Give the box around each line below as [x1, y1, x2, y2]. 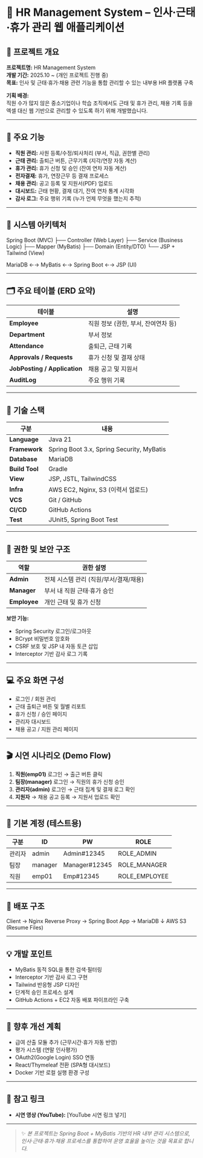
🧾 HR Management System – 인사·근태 [6, 5, 196, 19]
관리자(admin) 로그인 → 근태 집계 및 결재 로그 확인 [14, 786, 135, 793]
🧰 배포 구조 [6, 901, 45, 912]
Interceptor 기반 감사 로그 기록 [14, 650, 88, 658]
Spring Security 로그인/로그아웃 [14, 627, 92, 635]
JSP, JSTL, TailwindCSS [48, 475, 117, 483]
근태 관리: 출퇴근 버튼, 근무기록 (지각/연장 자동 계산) [14, 157, 137, 164]
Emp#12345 [63, 872, 100, 880]
